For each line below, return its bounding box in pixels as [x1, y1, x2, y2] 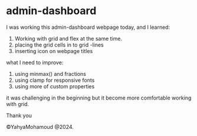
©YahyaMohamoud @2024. [6, 123, 74, 130]
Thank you [6, 112, 32, 119]
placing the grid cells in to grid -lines [14, 41, 104, 48]
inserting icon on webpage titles [14, 47, 93, 54]
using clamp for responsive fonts [14, 77, 95, 84]
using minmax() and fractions [14, 70, 87, 77]
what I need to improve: [6, 59, 64, 66]
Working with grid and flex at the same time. [14, 35, 123, 42]
